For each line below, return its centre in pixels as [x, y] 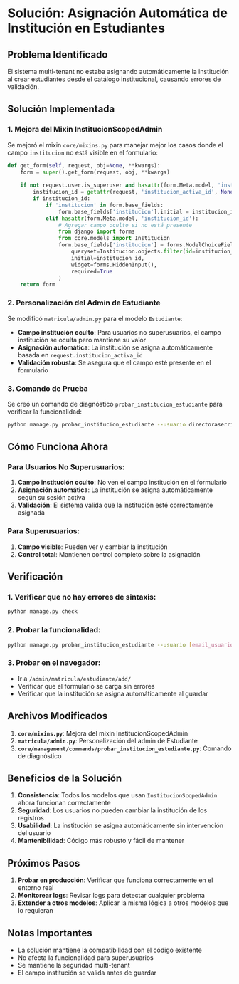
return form [38, 285]
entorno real [36, 888]
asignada [31, 513]
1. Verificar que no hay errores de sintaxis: [82, 597]
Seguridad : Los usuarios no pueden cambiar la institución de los [112, 810]
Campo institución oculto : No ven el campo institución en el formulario [122, 483]
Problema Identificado [58, 54]
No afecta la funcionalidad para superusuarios [86, 958]
